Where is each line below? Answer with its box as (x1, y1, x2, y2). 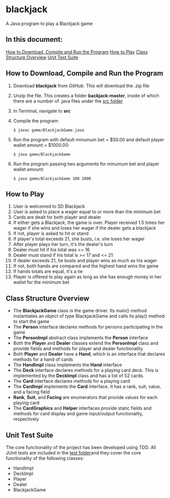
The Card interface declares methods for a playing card (13, 378, 130, 384)
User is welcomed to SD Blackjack (13, 203, 86, 210)
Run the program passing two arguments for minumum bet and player (13, 161, 160, 167)
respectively (13, 416, 40, 422)
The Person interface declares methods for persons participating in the (13, 324, 163, 330)
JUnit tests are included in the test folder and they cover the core (6, 450, 141, 456)
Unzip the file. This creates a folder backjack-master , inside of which (13, 92, 159, 98)
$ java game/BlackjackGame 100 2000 (13, 176, 91, 181)
